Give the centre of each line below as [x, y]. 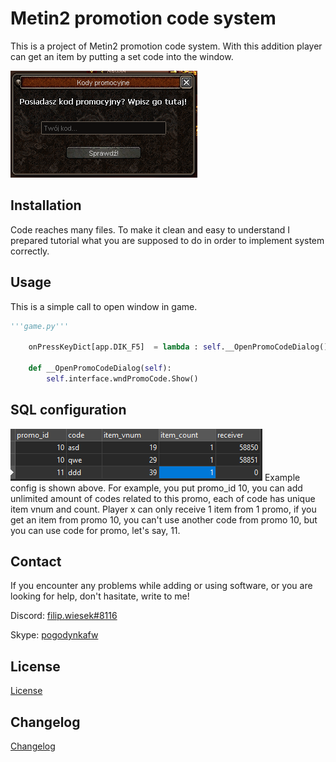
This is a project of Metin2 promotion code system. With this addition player [166, 46]
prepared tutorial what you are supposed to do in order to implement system [167, 240]
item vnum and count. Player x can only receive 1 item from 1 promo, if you [163, 509]
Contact [36, 562]
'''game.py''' [40, 326]
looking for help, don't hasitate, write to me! [100, 596]
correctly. [30, 251]
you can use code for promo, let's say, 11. [95, 530]
